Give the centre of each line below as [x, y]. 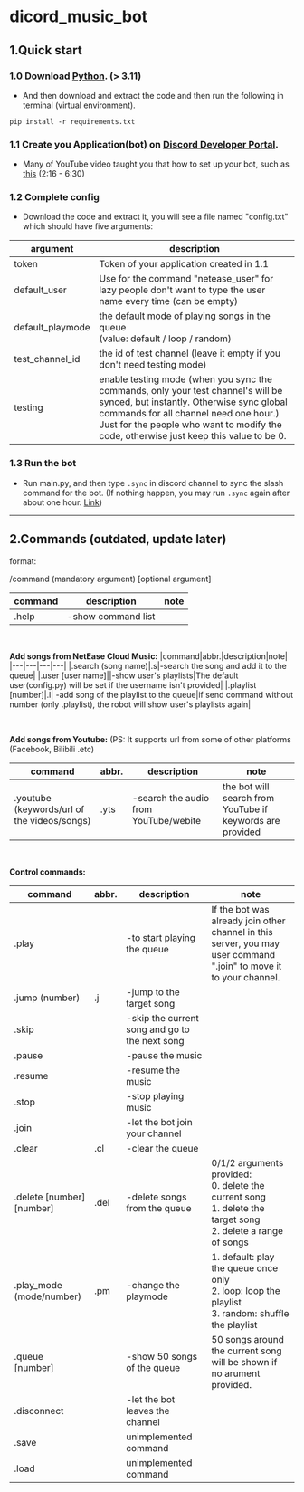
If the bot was [240, 909]
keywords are [252, 820]
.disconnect [39, 1411]
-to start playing [161, 937]
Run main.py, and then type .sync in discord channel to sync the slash [153, 483]
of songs [230, 1242]
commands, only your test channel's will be [191, 391]
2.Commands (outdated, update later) [118, 539]
